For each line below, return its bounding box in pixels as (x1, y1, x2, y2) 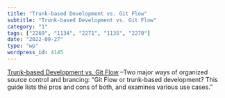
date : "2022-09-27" (7, 36, 64, 43)
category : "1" (7, 23, 49, 30)
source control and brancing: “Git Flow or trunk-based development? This (7, 75, 218, 83)
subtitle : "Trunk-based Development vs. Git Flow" (7, 17, 157, 24)
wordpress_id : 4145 (7, 49, 64, 56)
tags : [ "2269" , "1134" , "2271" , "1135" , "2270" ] (7, 29, 151, 37)
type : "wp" (7, 42, 39, 49)
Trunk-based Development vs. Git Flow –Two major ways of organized (7, 67, 208, 76)
